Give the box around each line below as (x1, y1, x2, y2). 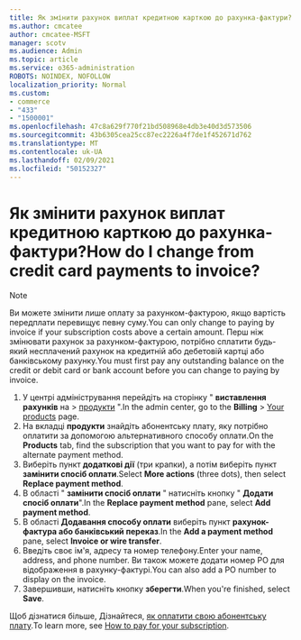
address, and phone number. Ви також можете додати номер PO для (22, 555, 286, 566)
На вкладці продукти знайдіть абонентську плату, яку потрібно (22, 421, 269, 432)
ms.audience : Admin (9, 47, 83, 56)
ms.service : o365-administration (9, 64, 135, 73)
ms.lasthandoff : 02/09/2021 (9, 155, 115, 165)
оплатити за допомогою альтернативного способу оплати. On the (22, 430, 274, 442)
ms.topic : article (9, 55, 78, 64)
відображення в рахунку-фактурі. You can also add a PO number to (22, 564, 277, 575)
